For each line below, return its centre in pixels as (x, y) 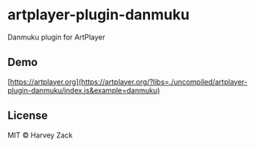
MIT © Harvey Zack (40, 135)
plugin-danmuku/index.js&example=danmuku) (84, 90)
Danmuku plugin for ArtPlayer (57, 37)
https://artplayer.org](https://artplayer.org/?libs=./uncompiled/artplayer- (129, 81)
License (28, 115)
